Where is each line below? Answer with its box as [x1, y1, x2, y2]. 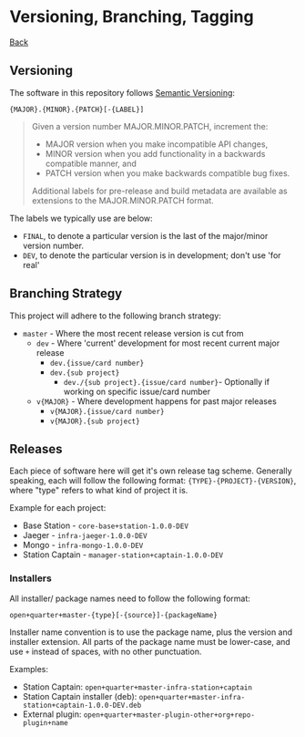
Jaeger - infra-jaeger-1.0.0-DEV [22, 530, 147, 541]
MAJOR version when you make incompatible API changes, [45, 139, 269, 150]
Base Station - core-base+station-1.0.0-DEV [22, 520, 189, 531]
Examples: [9, 663, 48, 674]
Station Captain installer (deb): [22, 690, 137, 701]
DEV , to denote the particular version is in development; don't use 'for [22, 249, 281, 261]
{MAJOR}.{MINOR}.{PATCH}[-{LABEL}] [9, 105, 145, 114]
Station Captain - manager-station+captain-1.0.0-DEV [22, 549, 224, 560]
